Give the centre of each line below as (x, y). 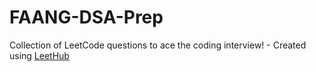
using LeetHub (39, 55)
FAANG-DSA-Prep (86, 17)
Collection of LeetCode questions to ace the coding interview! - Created (158, 45)
